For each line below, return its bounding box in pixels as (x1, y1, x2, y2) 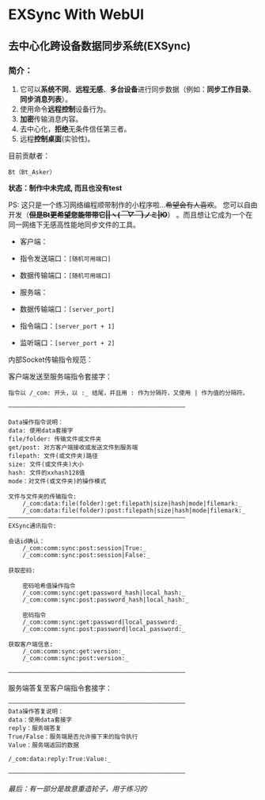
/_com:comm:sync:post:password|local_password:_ (22, 625, 186, 633)
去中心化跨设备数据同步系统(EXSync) (8, 39, 191, 52)
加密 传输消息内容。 (19, 113, 83, 124)
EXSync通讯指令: (8, 521, 57, 529)
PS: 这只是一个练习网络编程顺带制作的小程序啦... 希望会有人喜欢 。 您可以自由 (8, 200, 258, 210)
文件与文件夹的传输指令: (8, 492, 77, 501)
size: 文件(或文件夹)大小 (8, 460, 85, 468)
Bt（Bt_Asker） (8, 168, 56, 176)
